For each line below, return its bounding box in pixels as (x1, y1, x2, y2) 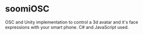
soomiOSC (5, 3, 50, 14)
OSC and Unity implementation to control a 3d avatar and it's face (5, 19, 139, 25)
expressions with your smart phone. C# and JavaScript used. (5, 24, 129, 30)
